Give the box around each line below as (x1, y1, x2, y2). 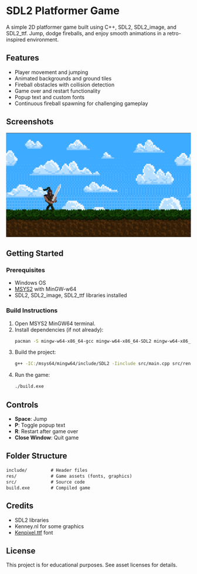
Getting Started (6, 248, 64, 258)
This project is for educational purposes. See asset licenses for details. (6, 562, 178, 569)
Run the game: (14, 372, 50, 379)
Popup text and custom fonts (14, 93, 85, 100)
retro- (167, 29, 182, 36)
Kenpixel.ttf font (14, 529, 53, 536)
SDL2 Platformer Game (6, 4, 120, 18)
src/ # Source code (6, 479, 85, 485)
